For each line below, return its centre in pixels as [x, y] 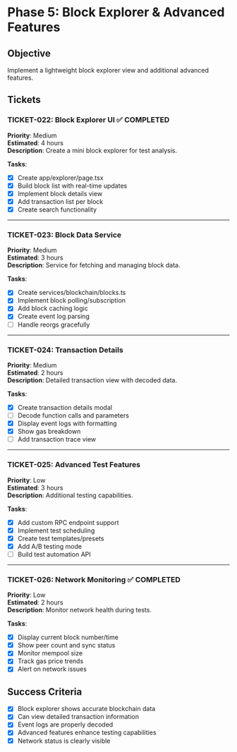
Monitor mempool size [50, 653]
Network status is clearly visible [64, 741]
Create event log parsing [53, 316]
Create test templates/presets [61, 538]
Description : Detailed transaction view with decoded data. [92, 380]
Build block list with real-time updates [72, 186]
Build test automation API [54, 554]
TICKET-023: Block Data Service [65, 235]
